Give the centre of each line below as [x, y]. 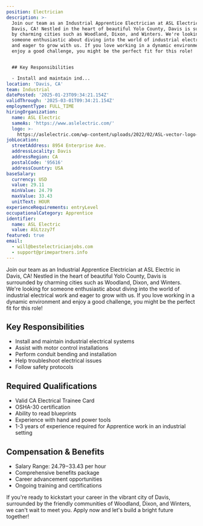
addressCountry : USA [37, 168]
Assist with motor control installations [62, 348]
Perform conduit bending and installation [66, 354]
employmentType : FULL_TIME [40, 106]
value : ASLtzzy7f [34, 230]
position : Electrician [35, 12]
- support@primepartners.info [50, 252]
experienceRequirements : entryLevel [52, 207]
